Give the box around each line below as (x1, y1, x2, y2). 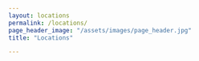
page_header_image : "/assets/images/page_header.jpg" (8, 26, 193, 34)
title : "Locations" (8, 33, 74, 42)
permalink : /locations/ (8, 19, 88, 27)
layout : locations (8, 11, 70, 20)
